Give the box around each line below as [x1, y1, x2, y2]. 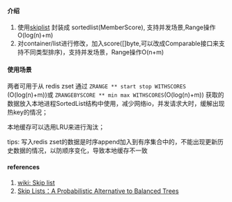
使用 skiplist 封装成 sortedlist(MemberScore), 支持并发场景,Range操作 [17, 23, 216, 31]
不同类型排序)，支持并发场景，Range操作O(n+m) [23, 48, 164, 56]
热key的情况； [7, 108, 49, 116]
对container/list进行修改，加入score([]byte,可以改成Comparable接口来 [17, 39, 219, 48]
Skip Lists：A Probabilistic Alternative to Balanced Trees [17, 187, 179, 195]
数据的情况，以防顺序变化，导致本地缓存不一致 [13, 146, 148, 155]
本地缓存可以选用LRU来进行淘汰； [7, 123, 105, 132]
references [7, 163, 40, 171]
